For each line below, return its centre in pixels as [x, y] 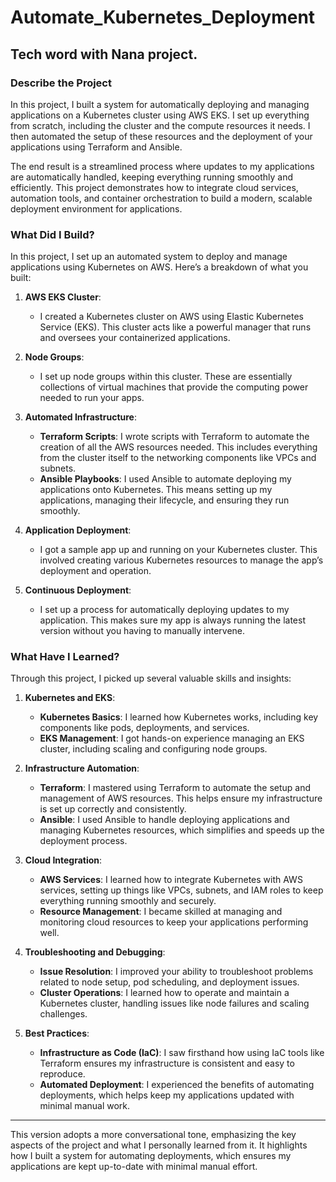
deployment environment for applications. [96, 208]
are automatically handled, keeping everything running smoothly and [152, 177]
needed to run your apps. [92, 398]
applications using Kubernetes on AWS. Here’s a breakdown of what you [159, 267]
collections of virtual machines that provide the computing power [174, 387]
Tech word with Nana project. [104, 54]
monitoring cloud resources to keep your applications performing [174, 922]
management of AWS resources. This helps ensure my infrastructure [181, 798]
